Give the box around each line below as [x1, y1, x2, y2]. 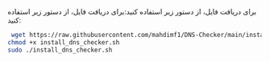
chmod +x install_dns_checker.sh [7, 38, 120, 47]
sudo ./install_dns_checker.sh [7, 46, 113, 54]
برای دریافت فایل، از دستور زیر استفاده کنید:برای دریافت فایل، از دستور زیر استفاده [7, 7, 257, 16]
